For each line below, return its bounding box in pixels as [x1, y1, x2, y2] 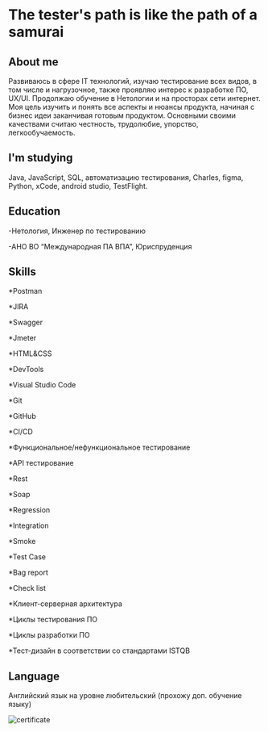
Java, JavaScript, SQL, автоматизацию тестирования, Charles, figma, [8, 172, 244, 182]
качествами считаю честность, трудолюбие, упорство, [8, 119, 199, 128]
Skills [8, 265, 36, 279]
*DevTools [8, 365, 44, 374]
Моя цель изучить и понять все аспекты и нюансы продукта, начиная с [8, 102, 255, 111]
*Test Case [8, 552, 47, 562]
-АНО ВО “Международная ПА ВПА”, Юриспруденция [8, 241, 192, 251]
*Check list [8, 584, 47, 593]
